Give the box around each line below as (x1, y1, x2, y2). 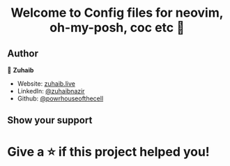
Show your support (7, 114, 93, 126)
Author (7, 47, 38, 59)
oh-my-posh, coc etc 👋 (49, 20, 185, 36)
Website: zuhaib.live (17, 80, 75, 88)
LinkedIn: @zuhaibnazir (17, 87, 85, 95)
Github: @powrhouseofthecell (17, 94, 104, 103)
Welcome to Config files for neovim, (10, 5, 224, 21)
